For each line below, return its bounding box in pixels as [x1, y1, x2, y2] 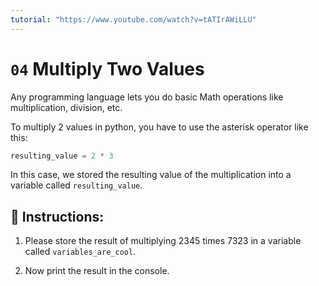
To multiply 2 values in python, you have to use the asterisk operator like [10, 121, 309, 133]
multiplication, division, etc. [10, 101, 123, 113]
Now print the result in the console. [24, 265, 170, 277]
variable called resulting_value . [10, 179, 143, 191]
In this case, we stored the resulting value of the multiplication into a [10, 169, 292, 181]
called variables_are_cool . [24, 246, 137, 258]
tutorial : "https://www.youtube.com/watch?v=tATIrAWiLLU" [10, 14, 257, 25]
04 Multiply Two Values [10, 57, 205, 80]
